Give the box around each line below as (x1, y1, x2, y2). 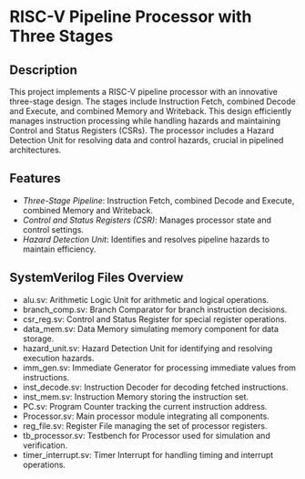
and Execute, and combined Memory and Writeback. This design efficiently (9, 106, 292, 116)
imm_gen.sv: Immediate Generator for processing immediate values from (22, 362, 297, 373)
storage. (22, 333, 55, 344)
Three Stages (9, 26, 114, 47)
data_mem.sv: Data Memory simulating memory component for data (22, 323, 280, 334)
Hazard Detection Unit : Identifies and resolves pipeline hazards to (22, 234, 270, 245)
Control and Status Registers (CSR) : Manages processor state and (22, 214, 271, 225)
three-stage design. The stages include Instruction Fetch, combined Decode (9, 96, 296, 107)
